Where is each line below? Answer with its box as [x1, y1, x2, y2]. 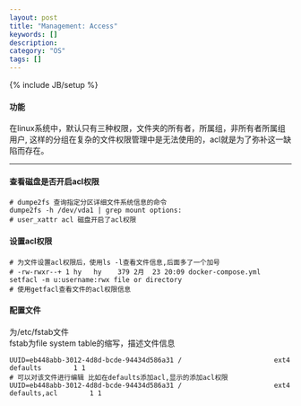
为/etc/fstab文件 [9, 326, 70, 337]
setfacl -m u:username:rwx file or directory [9, 275, 182, 284]
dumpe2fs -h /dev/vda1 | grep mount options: [9, 206, 182, 216]
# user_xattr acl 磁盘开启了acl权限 [9, 216, 137, 225]
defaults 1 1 [9, 363, 87, 373]
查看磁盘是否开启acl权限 [9, 176, 100, 187]
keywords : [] [9, 30, 58, 39]
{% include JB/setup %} [9, 80, 99, 90]
